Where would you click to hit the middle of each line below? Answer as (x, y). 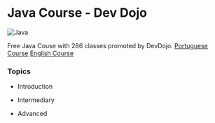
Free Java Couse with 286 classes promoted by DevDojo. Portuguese (108, 45)
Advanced (32, 114)
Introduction (35, 87)
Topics (19, 71)
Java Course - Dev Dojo (77, 13)
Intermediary (36, 100)
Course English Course (41, 53)
